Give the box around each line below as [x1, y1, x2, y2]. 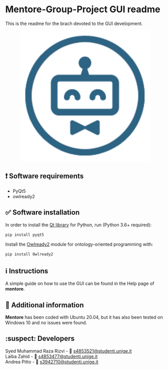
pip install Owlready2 [5, 252, 53, 257]
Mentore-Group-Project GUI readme [5, 4, 161, 15]
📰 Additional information [5, 301, 84, 309]
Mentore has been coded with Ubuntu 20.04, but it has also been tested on [5, 314, 163, 320]
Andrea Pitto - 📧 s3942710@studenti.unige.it [5, 358, 99, 365]
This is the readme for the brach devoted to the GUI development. [5, 20, 143, 27]
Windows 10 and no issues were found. [5, 320, 87, 326]
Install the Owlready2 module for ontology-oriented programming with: [5, 241, 153, 248]
